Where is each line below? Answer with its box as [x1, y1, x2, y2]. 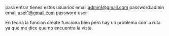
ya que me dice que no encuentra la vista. [5, 25, 93, 31]
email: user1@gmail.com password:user [5, 10, 87, 16]
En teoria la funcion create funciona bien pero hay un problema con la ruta [5, 20, 161, 25]
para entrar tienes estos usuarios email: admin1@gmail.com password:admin [5, 5, 164, 10]
